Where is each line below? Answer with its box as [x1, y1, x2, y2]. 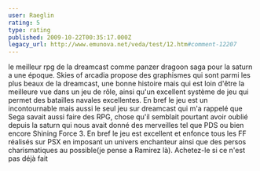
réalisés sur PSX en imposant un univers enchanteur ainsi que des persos [8, 137, 247, 147]
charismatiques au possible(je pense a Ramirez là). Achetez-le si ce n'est [8, 146, 246, 155]
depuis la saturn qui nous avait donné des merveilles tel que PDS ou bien [8, 121, 244, 130]
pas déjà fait [8, 154, 49, 163]
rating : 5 [8, 19, 41, 27]
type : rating [8, 26, 51, 34]
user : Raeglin [8, 11, 55, 20]
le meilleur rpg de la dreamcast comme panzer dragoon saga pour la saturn [8, 62, 253, 71]
